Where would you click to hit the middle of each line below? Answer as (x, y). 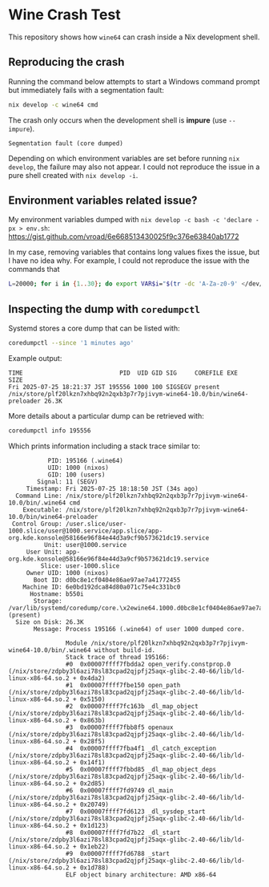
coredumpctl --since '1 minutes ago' (71, 343)
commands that (34, 269)
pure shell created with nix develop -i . (73, 175)
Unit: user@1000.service (85, 545)
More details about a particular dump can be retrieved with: (106, 416)
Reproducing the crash (66, 62)
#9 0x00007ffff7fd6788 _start (118, 853)
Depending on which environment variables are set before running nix (124, 158)
